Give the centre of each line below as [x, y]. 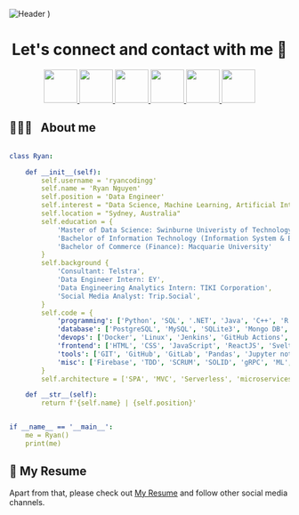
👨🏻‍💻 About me [53, 128]
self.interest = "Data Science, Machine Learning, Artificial [159, 205]
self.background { [75, 263]
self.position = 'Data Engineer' [103, 197]
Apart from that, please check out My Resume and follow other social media [149, 493]
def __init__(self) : [63, 172]
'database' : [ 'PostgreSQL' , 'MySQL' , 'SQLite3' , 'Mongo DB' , [173, 329]
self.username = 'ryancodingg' [99, 181]
